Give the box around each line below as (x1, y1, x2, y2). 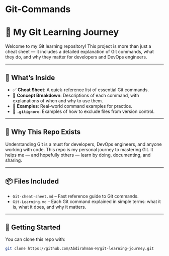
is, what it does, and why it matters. (12, 204, 87, 210)
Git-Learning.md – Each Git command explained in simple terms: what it (12, 198, 161, 205)
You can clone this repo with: (5, 236, 65, 242)
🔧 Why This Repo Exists (5, 127, 81, 137)
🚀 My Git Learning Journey (5, 27, 119, 38)
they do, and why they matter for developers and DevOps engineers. (5, 54, 147, 60)
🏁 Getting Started (5, 223, 61, 231)
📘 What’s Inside (5, 73, 55, 82)
